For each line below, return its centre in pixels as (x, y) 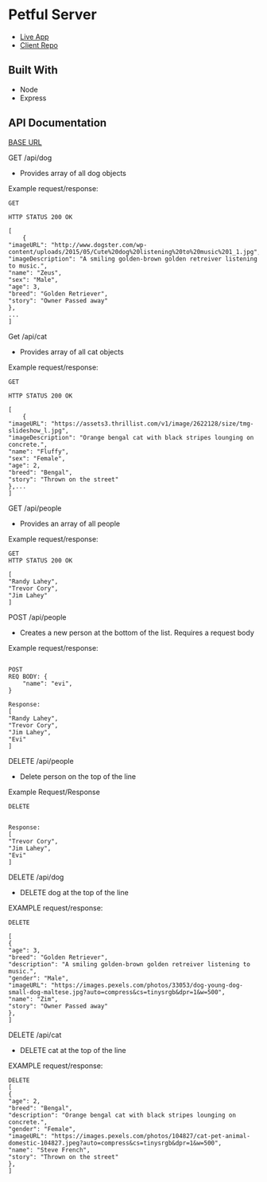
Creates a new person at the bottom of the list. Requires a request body (137, 632)
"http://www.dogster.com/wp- (99, 245)
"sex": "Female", (37, 458)
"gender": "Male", (39, 978)
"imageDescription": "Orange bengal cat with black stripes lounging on (131, 437)
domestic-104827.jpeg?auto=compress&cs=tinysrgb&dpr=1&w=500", (115, 1143)
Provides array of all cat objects (72, 351)
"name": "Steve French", (49, 1150)
